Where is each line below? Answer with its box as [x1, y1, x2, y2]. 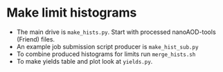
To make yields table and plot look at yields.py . [16, 57, 153, 65]
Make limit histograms [6, 5, 137, 21]
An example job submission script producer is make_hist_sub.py [16, 42, 199, 51]
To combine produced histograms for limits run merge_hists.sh [16, 50, 196, 58]
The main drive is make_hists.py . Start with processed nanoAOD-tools [16, 28, 216, 36]
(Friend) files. [16, 35, 55, 43]
